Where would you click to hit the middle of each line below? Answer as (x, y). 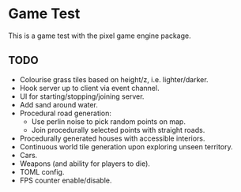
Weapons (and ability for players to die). (85, 164)
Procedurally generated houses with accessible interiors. (112, 138)
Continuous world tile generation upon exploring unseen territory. (126, 146)
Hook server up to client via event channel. (89, 88)
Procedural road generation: (66, 113)
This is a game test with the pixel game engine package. (100, 36)
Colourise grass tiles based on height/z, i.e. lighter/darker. (114, 79)
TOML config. (42, 171)
